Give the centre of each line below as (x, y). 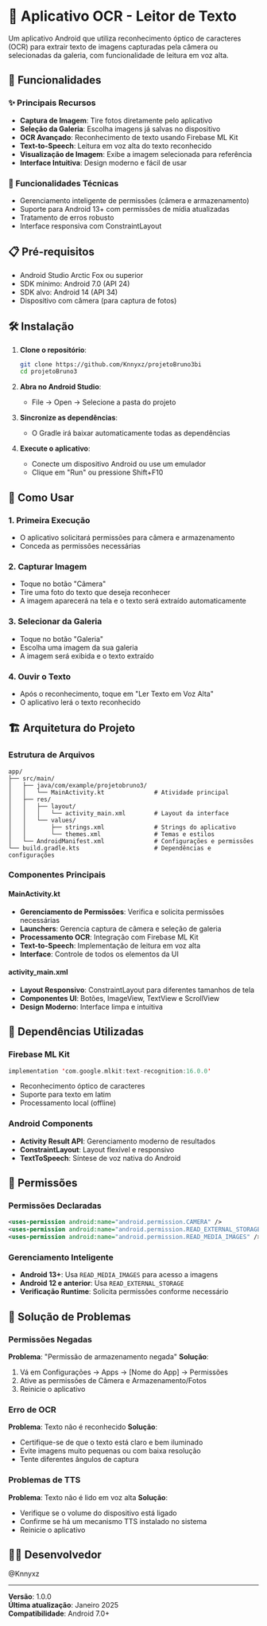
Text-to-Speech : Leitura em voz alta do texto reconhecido (116, 146)
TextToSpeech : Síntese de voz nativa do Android (100, 1158)
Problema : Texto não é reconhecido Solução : (83, 1427)
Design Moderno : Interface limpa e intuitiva (91, 1006)
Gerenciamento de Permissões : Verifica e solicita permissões (122, 912)
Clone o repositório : (53, 350)
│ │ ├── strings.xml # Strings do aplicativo (122, 827)
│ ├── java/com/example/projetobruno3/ (78, 785)
